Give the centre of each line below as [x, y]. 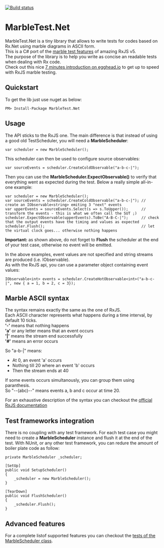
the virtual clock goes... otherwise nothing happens [61, 231]
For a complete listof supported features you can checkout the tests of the [80, 535]
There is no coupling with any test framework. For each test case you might [82, 433]
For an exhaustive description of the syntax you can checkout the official [79, 400]
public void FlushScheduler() [36, 496]
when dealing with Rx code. [33, 62]
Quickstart [22, 88]
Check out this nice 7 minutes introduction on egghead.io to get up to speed [82, 67]
